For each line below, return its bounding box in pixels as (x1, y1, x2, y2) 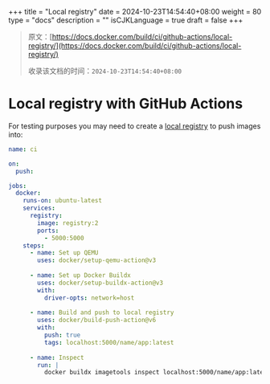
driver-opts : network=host (43, 293, 135, 302)
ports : (37, 227, 59, 235)
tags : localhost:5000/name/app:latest (43, 338, 174, 346)
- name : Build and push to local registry (29, 308, 174, 317)
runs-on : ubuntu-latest (22, 197, 103, 205)
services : (22, 204, 56, 212)
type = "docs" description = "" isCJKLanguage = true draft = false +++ (8, 15, 243, 25)
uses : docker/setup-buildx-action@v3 (37, 279, 163, 287)
